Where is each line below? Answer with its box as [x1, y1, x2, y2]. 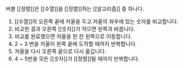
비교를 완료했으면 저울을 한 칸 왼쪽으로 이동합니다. [14, 33, 132, 40]
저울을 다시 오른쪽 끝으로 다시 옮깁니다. [14, 48, 107, 55]
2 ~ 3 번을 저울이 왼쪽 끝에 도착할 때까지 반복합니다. [14, 41, 137, 47]
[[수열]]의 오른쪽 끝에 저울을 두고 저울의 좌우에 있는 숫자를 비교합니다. [14, 18, 179, 25]
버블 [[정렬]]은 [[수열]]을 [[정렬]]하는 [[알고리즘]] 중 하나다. [5, 5, 144, 12]
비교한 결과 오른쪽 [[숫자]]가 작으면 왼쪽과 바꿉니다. [14, 26, 135, 32]
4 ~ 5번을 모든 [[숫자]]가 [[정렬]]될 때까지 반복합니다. [14, 55, 140, 62]
